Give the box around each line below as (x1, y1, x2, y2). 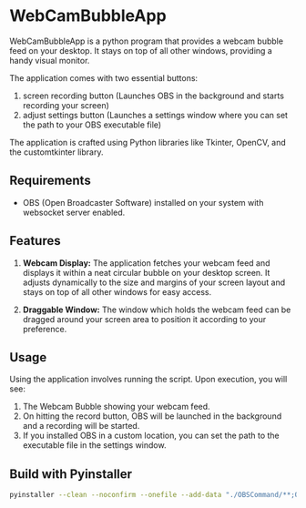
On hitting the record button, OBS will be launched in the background (22, 411, 282, 422)
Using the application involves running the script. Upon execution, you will (9, 374, 288, 385)
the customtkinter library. (9, 147, 104, 157)
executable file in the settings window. (22, 440, 167, 451)
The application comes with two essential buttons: (9, 72, 199, 83)
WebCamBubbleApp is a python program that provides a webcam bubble (9, 36, 284, 46)
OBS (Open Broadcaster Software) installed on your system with (22, 197, 264, 208)
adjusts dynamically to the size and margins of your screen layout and (22, 277, 286, 288)
